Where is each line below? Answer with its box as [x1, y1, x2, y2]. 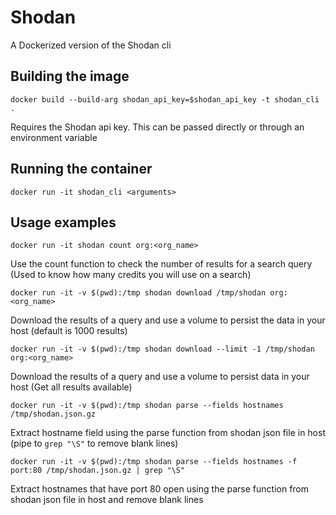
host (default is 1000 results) [10, 325, 128, 337]
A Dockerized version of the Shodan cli [10, 39, 172, 51]
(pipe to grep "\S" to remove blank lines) [10, 437, 179, 450]
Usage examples [10, 214, 117, 231]
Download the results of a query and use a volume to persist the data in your [10, 314, 326, 326]
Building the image [10, 68, 130, 85]
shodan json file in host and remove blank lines [10, 494, 204, 506]
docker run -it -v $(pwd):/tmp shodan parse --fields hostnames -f [10, 457, 298, 467]
